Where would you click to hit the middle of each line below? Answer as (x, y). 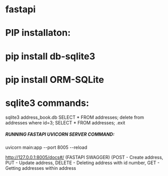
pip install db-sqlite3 (50, 56)
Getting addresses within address (41, 168)
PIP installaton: (38, 33)
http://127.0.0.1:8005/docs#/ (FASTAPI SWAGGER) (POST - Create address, (84, 157)
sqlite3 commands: (47, 103)
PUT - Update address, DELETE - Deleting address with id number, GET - (82, 163)
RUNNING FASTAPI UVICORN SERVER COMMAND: (60, 135)
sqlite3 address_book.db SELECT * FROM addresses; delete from (75, 117)
